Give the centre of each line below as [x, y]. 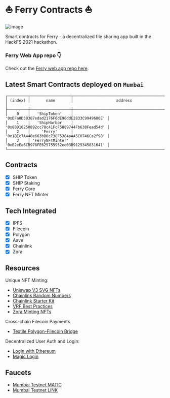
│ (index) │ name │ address [69, 101]
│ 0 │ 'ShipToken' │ [39, 114]
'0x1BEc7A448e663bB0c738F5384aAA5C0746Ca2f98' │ [57, 136]
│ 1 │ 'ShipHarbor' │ [39, 123]
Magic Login [26, 357]
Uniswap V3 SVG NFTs [36, 290]
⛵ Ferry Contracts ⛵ [49, 10]
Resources [23, 268]
